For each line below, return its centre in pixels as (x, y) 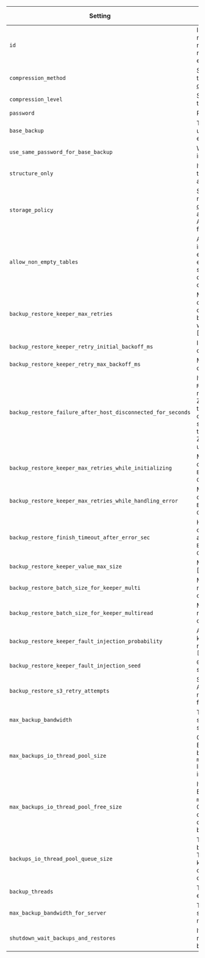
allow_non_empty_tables (44, 262)
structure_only (31, 173)
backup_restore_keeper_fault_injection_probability (86, 641)
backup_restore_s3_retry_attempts (59, 691)
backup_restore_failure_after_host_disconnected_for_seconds (100, 412)
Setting (100, 16)
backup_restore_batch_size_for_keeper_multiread (81, 613)
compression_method (38, 78)
